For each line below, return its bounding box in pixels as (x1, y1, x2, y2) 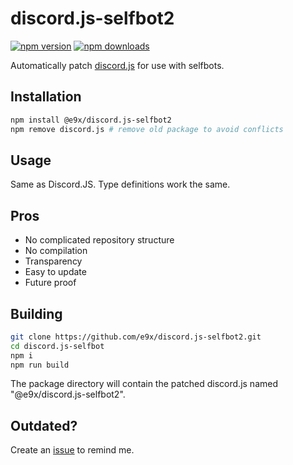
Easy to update (24, 266, 87, 278)
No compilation (24, 245, 88, 257)
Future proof (24, 277, 77, 289)
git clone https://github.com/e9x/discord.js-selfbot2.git (10, 332, 262, 342)
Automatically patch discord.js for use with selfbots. (10, 59, 225, 71)
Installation (10, 88, 82, 106)
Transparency (24, 255, 83, 267)
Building (10, 305, 63, 322)
